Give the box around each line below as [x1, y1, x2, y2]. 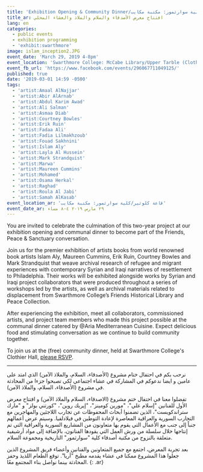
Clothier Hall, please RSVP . [7, 354, 74, 361]
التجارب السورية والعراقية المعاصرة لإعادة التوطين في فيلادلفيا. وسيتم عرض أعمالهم [7, 415, 195, 422]
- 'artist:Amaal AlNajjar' [12, 88, 80, 94]
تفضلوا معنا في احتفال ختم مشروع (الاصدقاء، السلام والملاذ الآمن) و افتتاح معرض [7, 395, 187, 402]
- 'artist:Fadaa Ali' [12, 127, 67, 133]
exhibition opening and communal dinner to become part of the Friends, [7, 228, 186, 236]
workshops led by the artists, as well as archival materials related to [7, 285, 175, 293]
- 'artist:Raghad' [12, 183, 59, 189]
